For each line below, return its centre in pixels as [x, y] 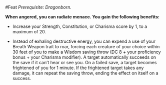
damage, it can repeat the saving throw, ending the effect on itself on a [85, 73]
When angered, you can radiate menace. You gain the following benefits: [82, 17]
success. [22, 78]
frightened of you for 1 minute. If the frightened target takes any [78, 68]
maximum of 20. [29, 32]
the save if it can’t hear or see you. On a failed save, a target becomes [84, 62]
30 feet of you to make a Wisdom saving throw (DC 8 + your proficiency [86, 52]
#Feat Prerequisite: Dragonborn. [38, 7]
